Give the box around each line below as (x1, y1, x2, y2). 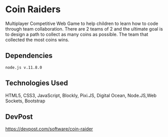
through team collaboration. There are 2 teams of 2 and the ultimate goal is (5, 25, 163, 32)
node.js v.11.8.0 (5, 65, 42, 70)
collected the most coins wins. (5, 37, 69, 43)
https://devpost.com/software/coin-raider (5, 126, 93, 132)
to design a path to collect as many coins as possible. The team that (5, 31, 149, 37)
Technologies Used (5, 79, 68, 88)
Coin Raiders (5, 4, 61, 15)
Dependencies (5, 51, 53, 60)
